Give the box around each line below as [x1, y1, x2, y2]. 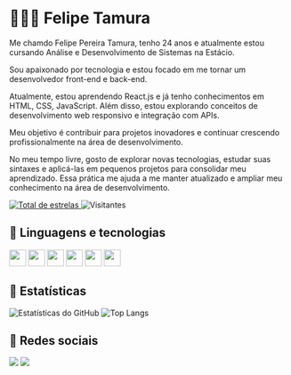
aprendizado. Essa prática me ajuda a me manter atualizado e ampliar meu [9, 173, 283, 183]
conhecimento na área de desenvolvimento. [9, 182, 171, 192]
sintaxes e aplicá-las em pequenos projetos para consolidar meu [9, 163, 247, 174]
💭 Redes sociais [9, 333, 99, 348]
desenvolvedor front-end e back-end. [9, 73, 148, 84]
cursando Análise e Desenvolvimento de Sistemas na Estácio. [9, 46, 235, 57]
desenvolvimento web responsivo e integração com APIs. [9, 110, 220, 120]
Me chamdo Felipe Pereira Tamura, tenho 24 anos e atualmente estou [9, 37, 265, 48]
